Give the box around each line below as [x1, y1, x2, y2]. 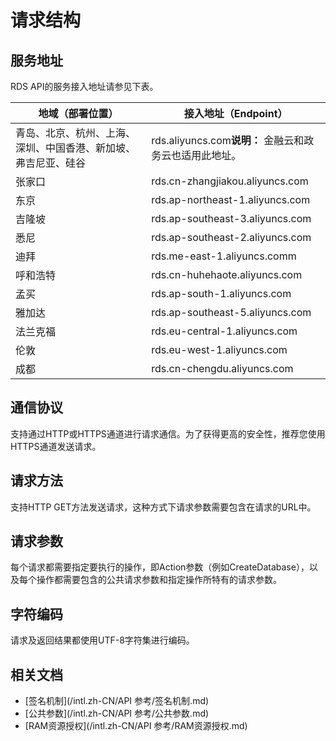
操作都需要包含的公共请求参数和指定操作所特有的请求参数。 [36, 574, 282, 586]
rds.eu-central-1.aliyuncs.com [151, 324, 298, 338]
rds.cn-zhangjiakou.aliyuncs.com [151, 174, 309, 188]
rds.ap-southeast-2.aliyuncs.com [151, 231, 312, 244]
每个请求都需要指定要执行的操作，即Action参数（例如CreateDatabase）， [10, 561, 310, 573]
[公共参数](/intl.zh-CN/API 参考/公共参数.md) [24, 707, 210, 720]
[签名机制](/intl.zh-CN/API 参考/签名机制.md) [24, 695, 210, 707]
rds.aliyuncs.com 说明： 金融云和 [151, 134, 305, 147]
